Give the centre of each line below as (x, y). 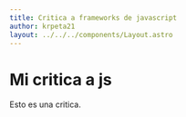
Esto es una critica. (46, 104)
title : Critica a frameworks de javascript (93, 18)
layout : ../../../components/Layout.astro (91, 34)
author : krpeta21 (42, 26)
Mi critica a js (61, 79)
